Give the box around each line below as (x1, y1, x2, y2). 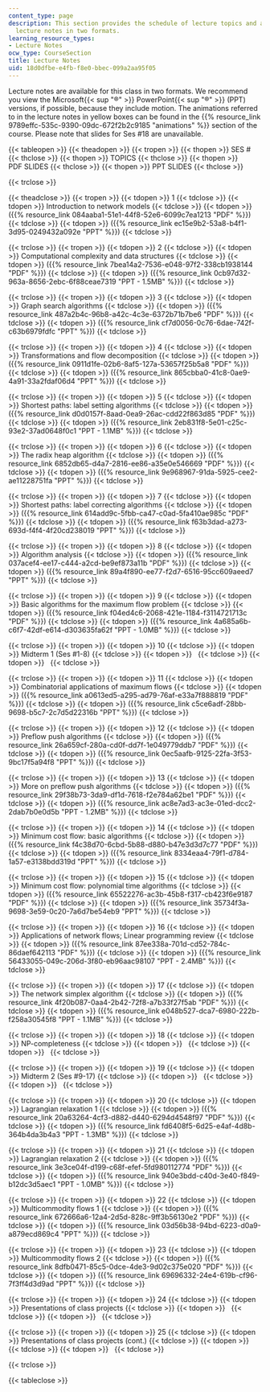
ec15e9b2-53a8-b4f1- (174, 218, 247, 228)
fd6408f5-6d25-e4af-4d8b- (161, 1121, 256, 1131)
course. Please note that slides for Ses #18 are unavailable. (8, 129, 203, 138)
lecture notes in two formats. (15, 27, 121, 35)
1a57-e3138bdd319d (8, 856, 76, 866)
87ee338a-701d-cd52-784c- (135, 938, 231, 949)
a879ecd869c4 (8, 1229, 59, 1238)
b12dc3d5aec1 (8, 1179, 56, 1189)
